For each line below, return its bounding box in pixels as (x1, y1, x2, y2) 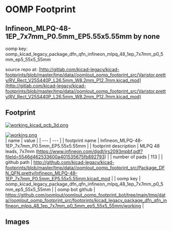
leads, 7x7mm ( (5, 148, 37, 154)
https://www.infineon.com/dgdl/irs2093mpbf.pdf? (37, 148, 143, 154)
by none (133, 32, 160, 40)
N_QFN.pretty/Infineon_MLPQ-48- (5, 170, 78, 176)
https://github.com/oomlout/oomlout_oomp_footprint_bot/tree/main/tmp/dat (5, 192, 166, 198)
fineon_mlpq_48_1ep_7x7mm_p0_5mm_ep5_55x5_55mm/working (5, 202, 141, 208)
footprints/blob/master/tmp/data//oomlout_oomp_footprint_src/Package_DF (5, 164, 165, 171)
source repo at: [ (5, 67, 41, 72)
